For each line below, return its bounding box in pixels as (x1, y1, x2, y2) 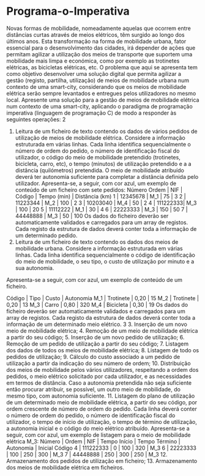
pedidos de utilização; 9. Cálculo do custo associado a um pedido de (6, 353, 181, 360)
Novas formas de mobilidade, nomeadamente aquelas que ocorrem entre (6, 25, 192, 32)
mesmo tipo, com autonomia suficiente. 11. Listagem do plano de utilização (6, 392, 195, 399)
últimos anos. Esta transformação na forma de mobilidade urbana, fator (6, 37, 187, 45)
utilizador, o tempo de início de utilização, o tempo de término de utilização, (6, 418, 198, 425)
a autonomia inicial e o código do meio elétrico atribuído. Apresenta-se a (6, 425, 190, 432)
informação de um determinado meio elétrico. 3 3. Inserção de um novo (6, 320, 188, 328)
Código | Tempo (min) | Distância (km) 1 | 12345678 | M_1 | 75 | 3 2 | (15, 192, 186, 200)
